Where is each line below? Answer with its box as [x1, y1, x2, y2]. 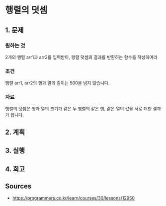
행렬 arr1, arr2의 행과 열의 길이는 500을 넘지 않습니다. [5, 80, 110, 86]
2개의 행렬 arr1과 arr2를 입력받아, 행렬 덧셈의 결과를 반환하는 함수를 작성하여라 [5, 54, 158, 60]
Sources [5, 182, 32, 191]
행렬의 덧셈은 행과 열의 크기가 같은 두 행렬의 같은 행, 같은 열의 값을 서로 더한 [5, 106, 152, 112]
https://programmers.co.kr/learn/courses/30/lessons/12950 [12, 195, 135, 201]
